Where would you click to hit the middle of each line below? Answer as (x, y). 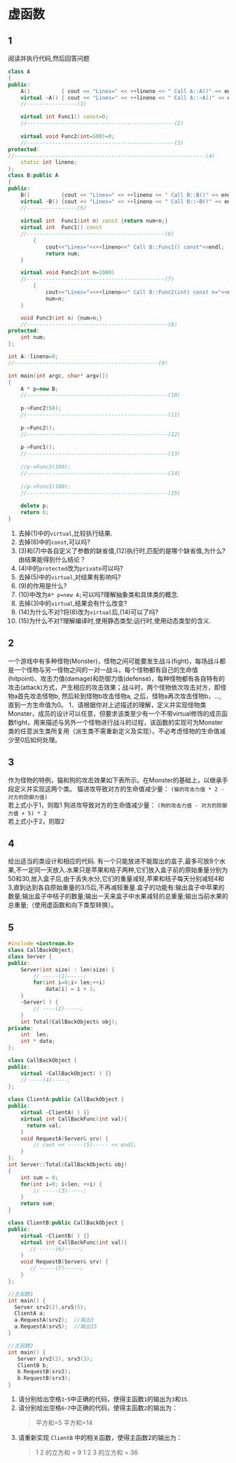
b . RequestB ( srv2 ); (44, 1372)
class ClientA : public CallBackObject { (66, 1100)
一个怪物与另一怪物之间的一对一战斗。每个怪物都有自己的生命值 (106, 670)
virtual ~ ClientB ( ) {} (55, 1236)
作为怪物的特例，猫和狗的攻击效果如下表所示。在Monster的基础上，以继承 (115, 780)
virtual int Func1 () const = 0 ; (65, 117)
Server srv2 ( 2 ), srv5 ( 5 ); (50, 1307)
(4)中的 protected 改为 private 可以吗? (70, 568)
